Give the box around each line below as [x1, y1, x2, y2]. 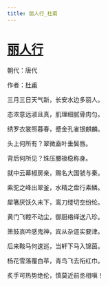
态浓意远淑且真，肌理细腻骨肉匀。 [7, 110, 104, 118]
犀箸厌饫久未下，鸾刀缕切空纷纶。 [7, 198, 104, 206]
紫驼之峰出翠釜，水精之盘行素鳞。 [7, 183, 104, 192]
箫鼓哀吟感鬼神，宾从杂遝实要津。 [7, 227, 104, 235]
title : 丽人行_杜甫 [7, 10, 58, 17]
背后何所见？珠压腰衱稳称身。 [7, 154, 91, 162]
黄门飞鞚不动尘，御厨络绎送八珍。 [7, 212, 104, 221]
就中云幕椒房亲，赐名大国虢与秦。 [7, 168, 104, 176]
